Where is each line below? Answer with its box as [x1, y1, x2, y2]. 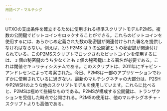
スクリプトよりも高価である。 [5, 101, 66, 107]
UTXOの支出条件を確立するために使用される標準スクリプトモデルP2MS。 [5, 26, 157, 32]
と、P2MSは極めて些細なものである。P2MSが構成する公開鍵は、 [5, 88, 139, 94]
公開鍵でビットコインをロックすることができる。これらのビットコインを [13, 32, 163, 38]
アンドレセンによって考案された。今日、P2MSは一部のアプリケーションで [5, 69, 157, 75]
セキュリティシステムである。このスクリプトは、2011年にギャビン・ [22, 63, 163, 69]
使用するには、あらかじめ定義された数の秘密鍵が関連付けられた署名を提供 [5, 38, 158, 44]
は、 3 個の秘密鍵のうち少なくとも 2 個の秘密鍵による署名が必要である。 [5, 57, 155, 63]
